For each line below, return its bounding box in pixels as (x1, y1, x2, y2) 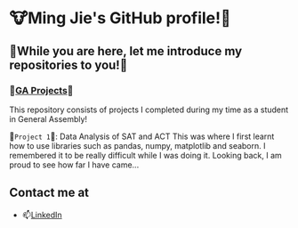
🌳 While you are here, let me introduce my (9, 44, 243, 59)
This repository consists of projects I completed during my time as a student (9, 104, 289, 115)
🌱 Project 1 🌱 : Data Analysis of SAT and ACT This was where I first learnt (9, 131, 275, 142)
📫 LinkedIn (21, 209, 62, 220)
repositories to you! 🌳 (9, 57, 128, 72)
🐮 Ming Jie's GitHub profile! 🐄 (9, 8, 231, 28)
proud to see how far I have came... (9, 159, 140, 170)
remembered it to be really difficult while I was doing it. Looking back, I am (9, 150, 282, 160)
